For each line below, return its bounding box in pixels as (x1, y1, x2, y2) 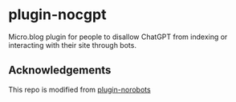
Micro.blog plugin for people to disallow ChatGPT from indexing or (8, 32, 228, 41)
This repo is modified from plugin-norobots (8, 84, 151, 94)
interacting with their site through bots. (8, 40, 136, 49)
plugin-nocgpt (8, 6, 107, 24)
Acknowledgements (8, 64, 112, 77)
